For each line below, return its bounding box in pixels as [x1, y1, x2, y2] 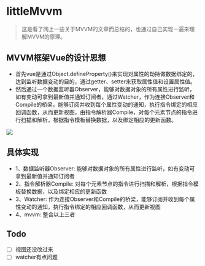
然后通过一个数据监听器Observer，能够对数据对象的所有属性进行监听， [15, 85, 195, 93]
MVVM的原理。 [26, 32, 66, 40]
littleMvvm [6, 4, 63, 18]
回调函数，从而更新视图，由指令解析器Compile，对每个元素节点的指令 [15, 108, 193, 116]
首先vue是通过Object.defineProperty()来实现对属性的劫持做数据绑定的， [15, 70, 198, 77]
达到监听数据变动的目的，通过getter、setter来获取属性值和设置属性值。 [15, 78, 196, 85]
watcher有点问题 [15, 253, 58, 261]
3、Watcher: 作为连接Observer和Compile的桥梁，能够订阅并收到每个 [15, 195, 190, 203]
